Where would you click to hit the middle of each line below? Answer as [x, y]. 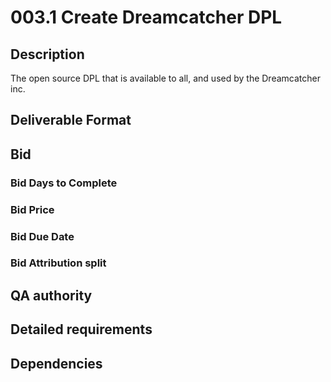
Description [47, 54]
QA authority [51, 295]
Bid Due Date [42, 236]
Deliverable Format [71, 120]
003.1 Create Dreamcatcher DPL [146, 17]
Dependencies [56, 363]
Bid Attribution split [58, 263]
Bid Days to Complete [64, 183]
